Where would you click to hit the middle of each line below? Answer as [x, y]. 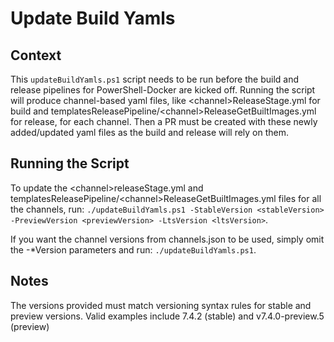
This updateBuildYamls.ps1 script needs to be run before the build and [154, 79]
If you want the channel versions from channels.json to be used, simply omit [167, 239]
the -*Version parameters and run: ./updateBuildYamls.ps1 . [133, 249]
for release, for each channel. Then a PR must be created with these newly [164, 121]
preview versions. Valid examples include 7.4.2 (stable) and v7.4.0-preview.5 [167, 316]
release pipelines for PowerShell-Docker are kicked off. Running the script [163, 90]
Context [36, 55]
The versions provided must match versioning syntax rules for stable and [161, 305]
